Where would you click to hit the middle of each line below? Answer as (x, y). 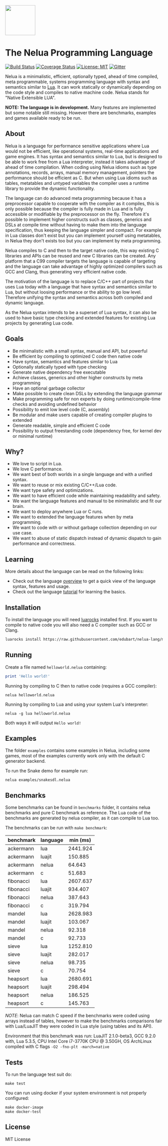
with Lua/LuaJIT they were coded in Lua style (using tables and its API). (79, 1026)
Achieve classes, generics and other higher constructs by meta (77, 377)
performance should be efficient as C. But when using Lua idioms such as (81, 178)
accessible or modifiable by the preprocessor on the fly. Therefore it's (77, 214)
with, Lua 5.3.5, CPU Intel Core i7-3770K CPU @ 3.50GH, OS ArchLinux (78, 1041)
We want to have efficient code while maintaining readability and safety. (86, 496)
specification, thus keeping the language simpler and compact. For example (83, 230)
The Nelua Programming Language (79, 53)
